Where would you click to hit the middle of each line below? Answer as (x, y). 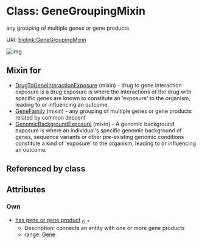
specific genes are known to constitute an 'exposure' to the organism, (103, 98)
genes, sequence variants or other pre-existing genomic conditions (99, 137)
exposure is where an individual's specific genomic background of (99, 130)
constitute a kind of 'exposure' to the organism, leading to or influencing (106, 143)
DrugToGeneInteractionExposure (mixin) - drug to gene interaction (98, 85)
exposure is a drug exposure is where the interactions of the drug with (103, 92)
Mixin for (24, 71)
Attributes (26, 189)
